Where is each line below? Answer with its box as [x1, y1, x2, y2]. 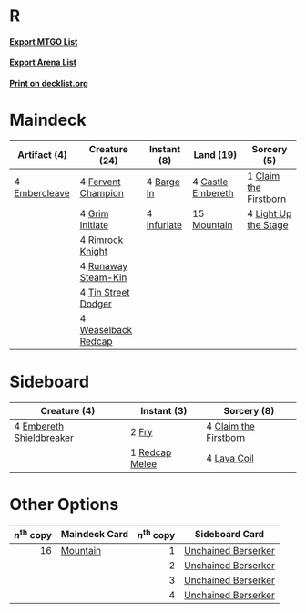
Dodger [79, 297, 112, 310]
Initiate [79, 218, 109, 231]
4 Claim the [206, 420, 255, 432]
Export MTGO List [9, 36, 78, 47]
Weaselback [79, 323, 133, 336]
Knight [79, 244, 108, 257]
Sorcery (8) [223, 404, 275, 417]
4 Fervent [79, 175, 121, 188]
